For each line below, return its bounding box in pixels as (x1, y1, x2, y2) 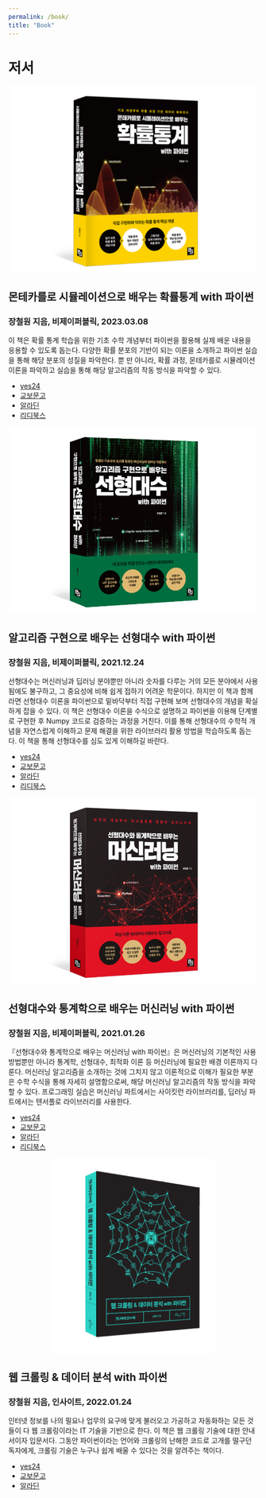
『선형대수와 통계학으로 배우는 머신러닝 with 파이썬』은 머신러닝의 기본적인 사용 (8, 1047, 256, 1057)
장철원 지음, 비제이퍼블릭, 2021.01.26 (8, 1027, 145, 1038)
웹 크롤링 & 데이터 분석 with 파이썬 (8, 1371, 168, 1384)
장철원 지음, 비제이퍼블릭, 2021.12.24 (8, 657, 145, 668)
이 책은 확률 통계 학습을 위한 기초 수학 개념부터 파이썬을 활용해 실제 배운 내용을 (8, 336, 252, 345)
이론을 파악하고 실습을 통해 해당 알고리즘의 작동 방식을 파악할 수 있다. (8, 366, 222, 375)
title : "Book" (8, 21, 56, 29)
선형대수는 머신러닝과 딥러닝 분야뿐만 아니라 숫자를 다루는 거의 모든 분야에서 (8, 677, 244, 686)
